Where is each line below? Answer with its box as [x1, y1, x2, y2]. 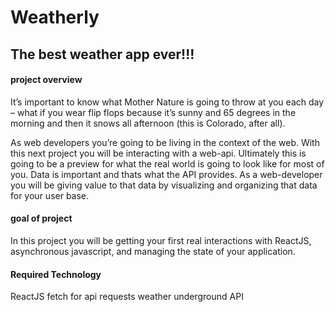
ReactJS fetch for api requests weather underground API [10, 291, 244, 303]
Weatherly [10, 6, 100, 29]
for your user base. [10, 189, 90, 201]
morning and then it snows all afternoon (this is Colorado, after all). [10, 117, 286, 129]
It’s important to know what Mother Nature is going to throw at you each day [10, 96, 325, 108]
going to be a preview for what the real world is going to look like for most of [10, 157, 325, 170]
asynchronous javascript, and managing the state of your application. [10, 245, 296, 257]
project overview [10, 74, 83, 86]
